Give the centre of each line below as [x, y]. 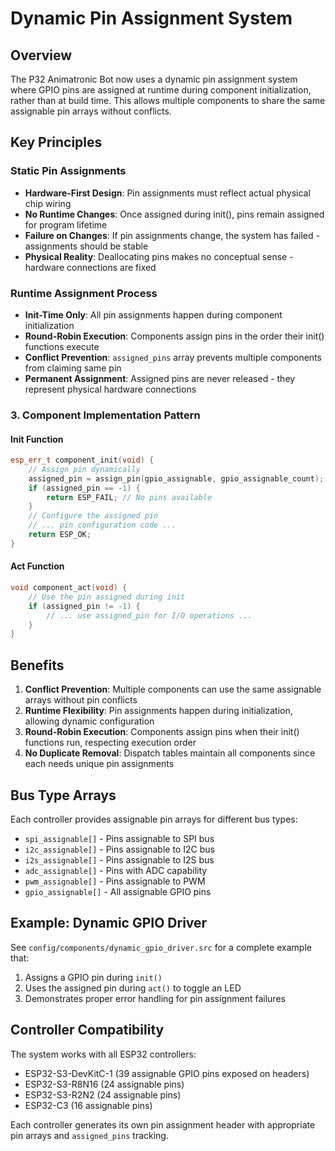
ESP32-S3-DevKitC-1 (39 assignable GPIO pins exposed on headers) [167, 1073]
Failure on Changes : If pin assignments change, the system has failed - [172, 235]
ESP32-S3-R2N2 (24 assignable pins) [103, 1094]
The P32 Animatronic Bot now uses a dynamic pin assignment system [154, 79]
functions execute [62, 346]
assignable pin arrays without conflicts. [91, 111]
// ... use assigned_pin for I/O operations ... [149, 615]
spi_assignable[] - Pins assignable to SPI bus [119, 838]
